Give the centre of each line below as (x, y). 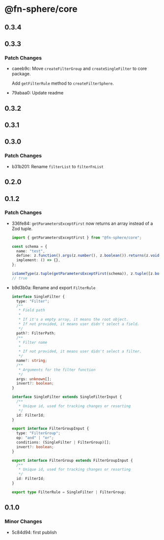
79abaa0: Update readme (38, 93)
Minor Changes (23, 521)
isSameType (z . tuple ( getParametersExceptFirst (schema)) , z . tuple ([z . (83, 274)
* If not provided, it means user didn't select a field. (79, 324)
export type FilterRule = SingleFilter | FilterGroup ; (69, 492)
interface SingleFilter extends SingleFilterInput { (67, 397)
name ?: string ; (32, 361)
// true (19, 278)
